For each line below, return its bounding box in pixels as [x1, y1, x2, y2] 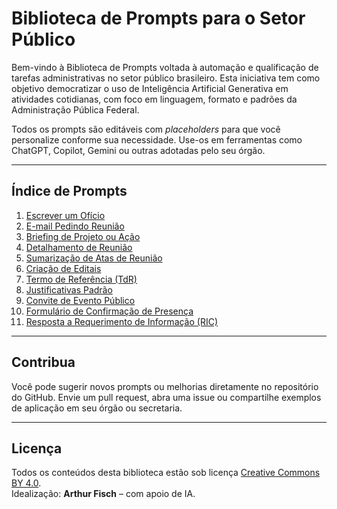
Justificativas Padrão [25, 283, 113, 296]
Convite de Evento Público [25, 294, 136, 306]
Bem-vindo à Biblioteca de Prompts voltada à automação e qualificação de [11, 61, 319, 73]
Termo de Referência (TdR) [25, 273, 138, 285]
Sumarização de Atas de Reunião [25, 252, 163, 264]
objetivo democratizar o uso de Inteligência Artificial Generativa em [11, 82, 289, 94]
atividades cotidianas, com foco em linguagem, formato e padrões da [11, 93, 298, 105]
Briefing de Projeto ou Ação [25, 230, 141, 242]
